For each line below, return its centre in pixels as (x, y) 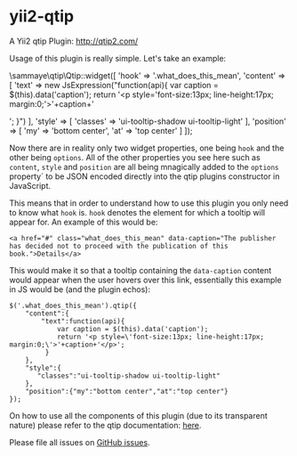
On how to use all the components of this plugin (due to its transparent (139, 415)
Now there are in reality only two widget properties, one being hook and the (147, 148)
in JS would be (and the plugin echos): (80, 289)
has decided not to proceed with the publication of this (119, 246)
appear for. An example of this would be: (84, 222)
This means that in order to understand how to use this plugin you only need (149, 203)
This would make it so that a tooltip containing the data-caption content (140, 270)
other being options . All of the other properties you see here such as (135, 157)
